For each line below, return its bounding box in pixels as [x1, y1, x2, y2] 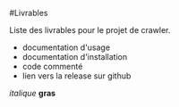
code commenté [21, 62, 83, 71]
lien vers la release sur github [21, 70, 132, 81]
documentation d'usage [21, 42, 110, 53]
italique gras [9, 88, 56, 98]
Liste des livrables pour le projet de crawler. [9, 25, 171, 35]
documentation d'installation [21, 52, 128, 62]
